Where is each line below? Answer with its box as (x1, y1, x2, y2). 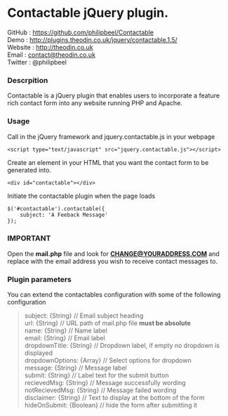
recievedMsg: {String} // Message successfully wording (24, 379, 186, 387)
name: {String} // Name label (24, 326, 107, 335)
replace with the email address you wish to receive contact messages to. (7, 257, 218, 265)
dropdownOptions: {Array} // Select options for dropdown (24, 356, 192, 365)
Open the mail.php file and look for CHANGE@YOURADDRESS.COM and (7, 249, 220, 257)
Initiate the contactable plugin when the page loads (7, 192, 156, 200)
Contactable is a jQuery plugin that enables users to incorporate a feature (7, 91, 220, 100)
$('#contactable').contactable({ (7, 205, 105, 212)
